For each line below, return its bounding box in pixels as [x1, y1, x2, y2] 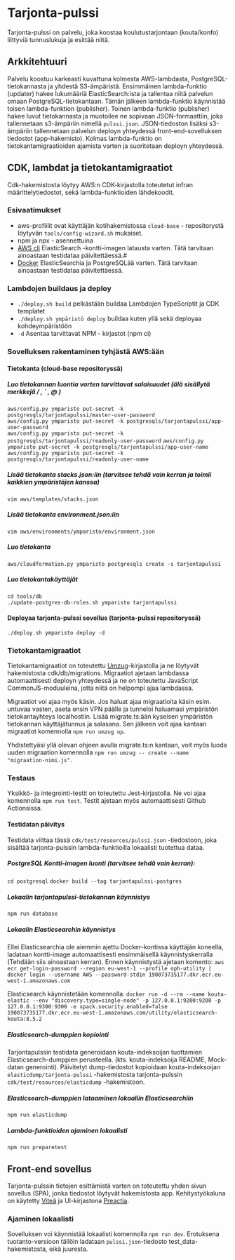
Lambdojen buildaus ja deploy [7, 283, 112, 293]
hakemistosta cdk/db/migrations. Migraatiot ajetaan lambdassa [7, 669, 189, 677]
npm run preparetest [7, 1144, 68, 1151]
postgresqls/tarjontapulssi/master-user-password [7, 412, 156, 419]
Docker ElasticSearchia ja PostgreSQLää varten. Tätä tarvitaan [17, 258, 198, 267]
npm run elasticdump [7, 1111, 68, 1119]
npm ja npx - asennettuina [17, 236, 93, 245]
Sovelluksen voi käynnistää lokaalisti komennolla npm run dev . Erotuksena [7, 1230, 220, 1238]
